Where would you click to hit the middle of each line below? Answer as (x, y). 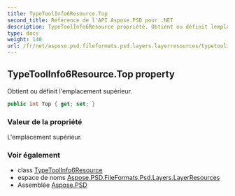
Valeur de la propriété (45, 121)
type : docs (23, 33)
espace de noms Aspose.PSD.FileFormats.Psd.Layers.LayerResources (119, 178)
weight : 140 (24, 40)
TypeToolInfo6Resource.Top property (91, 74)
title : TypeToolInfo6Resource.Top (58, 14)
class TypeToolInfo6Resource (60, 170)
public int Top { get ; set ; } (51, 104)
